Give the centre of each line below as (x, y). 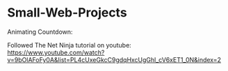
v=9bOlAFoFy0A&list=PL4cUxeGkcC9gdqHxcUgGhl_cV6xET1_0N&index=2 (114, 59)
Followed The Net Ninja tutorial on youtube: (70, 45)
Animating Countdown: (40, 32)
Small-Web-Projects (67, 13)
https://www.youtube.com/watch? (56, 52)
